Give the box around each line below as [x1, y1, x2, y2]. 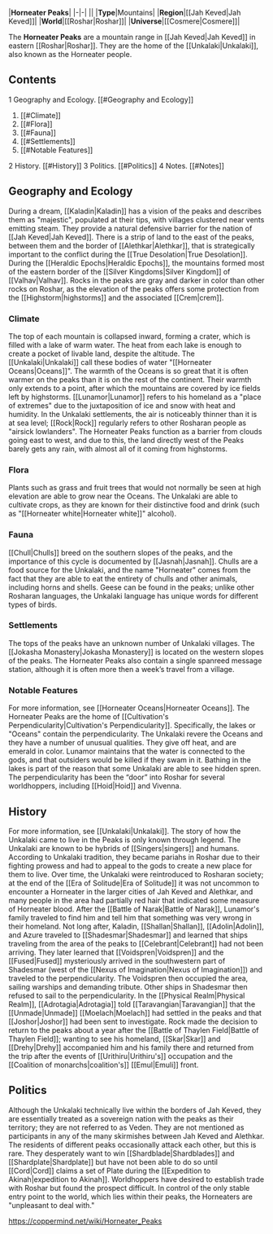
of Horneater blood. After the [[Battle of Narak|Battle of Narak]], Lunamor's [8, 904, 260, 914]
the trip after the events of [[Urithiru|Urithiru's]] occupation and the [8, 1051, 233, 1061]
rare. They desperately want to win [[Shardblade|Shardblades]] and [8, 1148, 235, 1158]
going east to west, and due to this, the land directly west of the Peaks [8, 435, 245, 445]
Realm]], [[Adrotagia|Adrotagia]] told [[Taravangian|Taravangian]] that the [8, 999, 256, 1009]
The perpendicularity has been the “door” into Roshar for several [8, 772, 226, 782]
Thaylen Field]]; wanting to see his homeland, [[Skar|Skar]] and [8, 1034, 221, 1043]
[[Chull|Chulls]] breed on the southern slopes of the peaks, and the [8, 547, 233, 557]
